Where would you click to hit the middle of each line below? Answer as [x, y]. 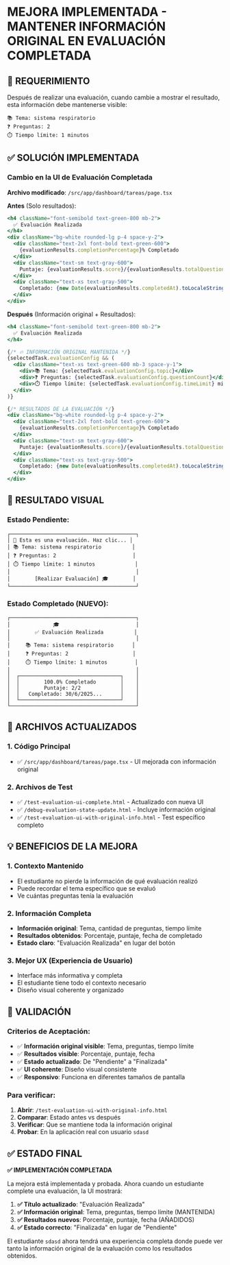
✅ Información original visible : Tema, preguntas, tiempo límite [105, 1046]
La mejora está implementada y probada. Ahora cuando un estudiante [105, 1184]
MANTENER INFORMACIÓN [87, 26]
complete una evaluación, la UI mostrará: [65, 1191]
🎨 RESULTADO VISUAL [56, 500]
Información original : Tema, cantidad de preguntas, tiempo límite [109, 928]
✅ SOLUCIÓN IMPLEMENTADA [73, 158]
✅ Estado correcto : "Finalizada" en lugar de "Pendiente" [97, 1227]
